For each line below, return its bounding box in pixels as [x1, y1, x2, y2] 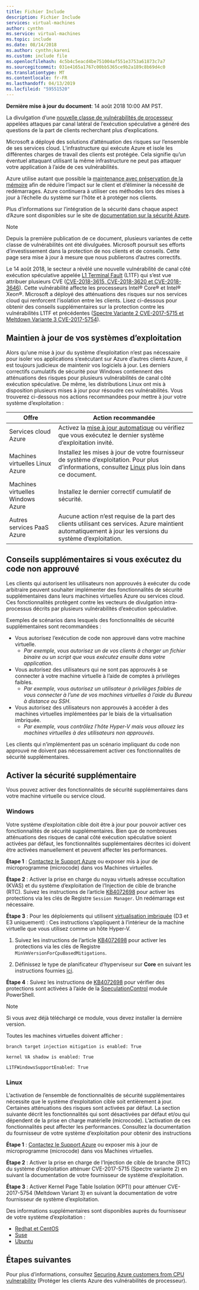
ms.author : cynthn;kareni [6, 48, 70, 54]
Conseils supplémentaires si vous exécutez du [6, 554, 182, 565]
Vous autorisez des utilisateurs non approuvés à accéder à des [14, 704, 169, 711]
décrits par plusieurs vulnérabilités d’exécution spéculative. [33, 605, 178, 612]
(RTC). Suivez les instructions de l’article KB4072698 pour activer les [6, 888, 175, 895]
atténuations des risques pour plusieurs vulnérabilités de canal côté [6, 374, 172, 381]
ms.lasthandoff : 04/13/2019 [6, 81, 76, 87]
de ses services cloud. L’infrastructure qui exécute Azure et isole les [6, 144, 173, 152]
